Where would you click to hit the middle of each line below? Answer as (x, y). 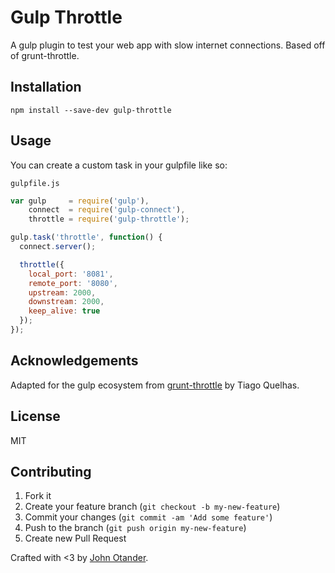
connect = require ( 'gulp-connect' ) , (107, 210)
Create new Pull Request (75, 538)
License (35, 416)
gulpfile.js (35, 183)
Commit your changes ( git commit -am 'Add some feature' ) (148, 517)
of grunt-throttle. (45, 55)
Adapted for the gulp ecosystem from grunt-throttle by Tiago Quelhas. (155, 385)
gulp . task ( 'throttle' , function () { (86, 237)
